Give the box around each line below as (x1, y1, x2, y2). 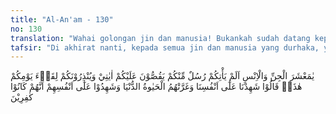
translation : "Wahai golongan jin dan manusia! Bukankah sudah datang (10, 33, 311, 43)
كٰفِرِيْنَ (10, 91, 34, 103)
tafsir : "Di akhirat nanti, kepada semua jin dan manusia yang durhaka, (10, 42, 320, 53)
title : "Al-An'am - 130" (10, 14, 114, 25)
